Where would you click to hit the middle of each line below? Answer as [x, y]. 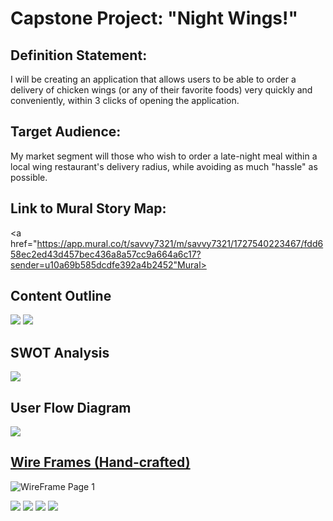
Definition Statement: [79, 55]
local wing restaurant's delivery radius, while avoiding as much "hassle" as [164, 166]
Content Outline [61, 296]
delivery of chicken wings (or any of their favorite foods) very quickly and [161, 90]
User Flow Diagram [71, 407]
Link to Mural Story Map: [88, 208]
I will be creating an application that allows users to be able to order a [153, 79]
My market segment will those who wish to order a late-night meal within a [164, 156]
